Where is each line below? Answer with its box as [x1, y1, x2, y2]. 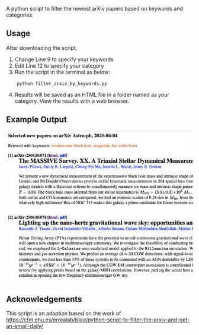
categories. [6, 11, 34, 18]
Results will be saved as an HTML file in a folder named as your [14, 91, 170, 98]
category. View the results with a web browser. [14, 97, 130, 105]
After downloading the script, [6, 44, 78, 51]
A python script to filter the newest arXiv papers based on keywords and [6, 5, 184, 12]
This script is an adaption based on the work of [6, 309, 121, 317]
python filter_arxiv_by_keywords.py [17, 80, 108, 87]
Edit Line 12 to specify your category [14, 62, 105, 69]
